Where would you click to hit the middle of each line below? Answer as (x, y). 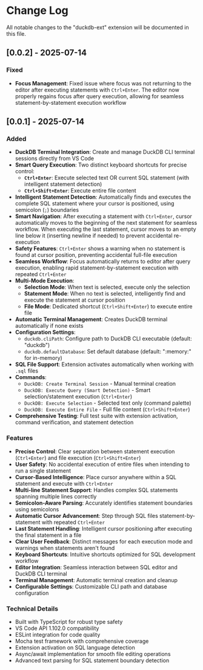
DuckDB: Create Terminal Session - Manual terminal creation (100, 384)
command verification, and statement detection (74, 422)
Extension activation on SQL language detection (75, 647)
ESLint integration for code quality (58, 634)
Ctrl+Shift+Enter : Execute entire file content (80, 191)
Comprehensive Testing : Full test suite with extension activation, (96, 416)
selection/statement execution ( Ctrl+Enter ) (78, 397)
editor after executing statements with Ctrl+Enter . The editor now (97, 90)
